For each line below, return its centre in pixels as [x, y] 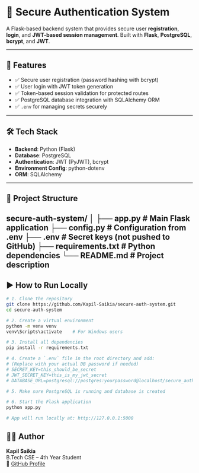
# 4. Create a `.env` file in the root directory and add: [81, 358]
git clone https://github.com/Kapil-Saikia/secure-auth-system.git [91, 304]
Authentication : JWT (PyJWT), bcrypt [62, 161]
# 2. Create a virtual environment [50, 320]
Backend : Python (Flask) [45, 149]
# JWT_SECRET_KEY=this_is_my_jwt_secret [57, 375]
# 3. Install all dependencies [45, 342]
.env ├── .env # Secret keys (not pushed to [88, 237]
